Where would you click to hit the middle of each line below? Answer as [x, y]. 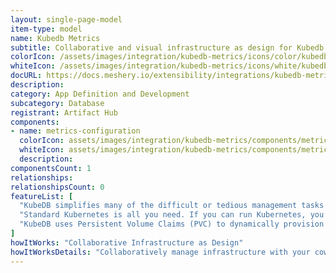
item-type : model [46, 29]
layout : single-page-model [66, 19]
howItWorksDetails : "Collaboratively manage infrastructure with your [160, 252]
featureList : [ [42, 196]
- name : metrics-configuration [75, 131]
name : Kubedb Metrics [55, 38]
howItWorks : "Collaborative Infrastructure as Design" [127, 242]
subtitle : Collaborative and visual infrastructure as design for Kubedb [167, 47]
